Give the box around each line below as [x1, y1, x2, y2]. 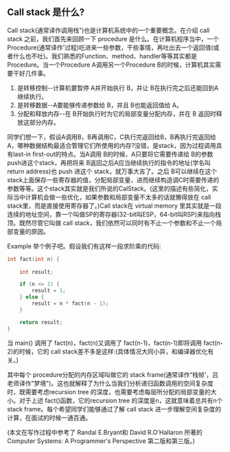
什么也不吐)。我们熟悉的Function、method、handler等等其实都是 [12, 52, 198, 60]
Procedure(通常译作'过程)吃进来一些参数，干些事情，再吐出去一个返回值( [7, 43, 214, 52]
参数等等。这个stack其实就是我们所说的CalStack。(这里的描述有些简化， [7, 184, 213, 193]
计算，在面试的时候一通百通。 [7, 413, 91, 422]
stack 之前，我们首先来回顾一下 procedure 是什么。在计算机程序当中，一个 [7, 34, 220, 43]
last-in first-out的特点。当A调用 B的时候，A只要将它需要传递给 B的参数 [12, 150, 214, 158]
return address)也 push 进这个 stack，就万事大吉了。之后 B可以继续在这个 [7, 167, 218, 175]
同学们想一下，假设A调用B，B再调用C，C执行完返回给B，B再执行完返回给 [7, 133, 216, 141]
